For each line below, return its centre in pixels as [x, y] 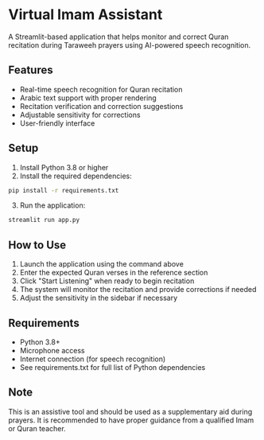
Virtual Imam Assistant [85, 15]
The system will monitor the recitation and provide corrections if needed [138, 290]
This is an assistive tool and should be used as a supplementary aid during [130, 411]
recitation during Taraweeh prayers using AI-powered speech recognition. [130, 45]
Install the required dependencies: [76, 176]
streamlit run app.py [44, 220]
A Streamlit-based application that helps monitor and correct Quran [118, 37]
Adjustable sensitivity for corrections [80, 115]
